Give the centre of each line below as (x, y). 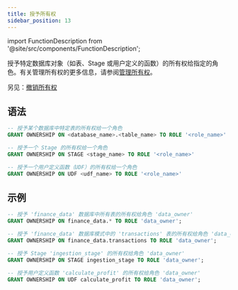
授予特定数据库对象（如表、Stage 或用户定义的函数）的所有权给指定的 (110, 63)
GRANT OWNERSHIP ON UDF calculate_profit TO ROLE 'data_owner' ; (104, 279)
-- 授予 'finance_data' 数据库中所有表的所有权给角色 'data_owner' (100, 215)
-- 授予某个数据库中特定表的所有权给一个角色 (65, 129)
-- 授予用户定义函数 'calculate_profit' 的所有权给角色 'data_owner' (104, 273)
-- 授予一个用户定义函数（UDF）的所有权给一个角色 (72, 167)
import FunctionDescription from (55, 41)
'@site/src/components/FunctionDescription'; (74, 48)
